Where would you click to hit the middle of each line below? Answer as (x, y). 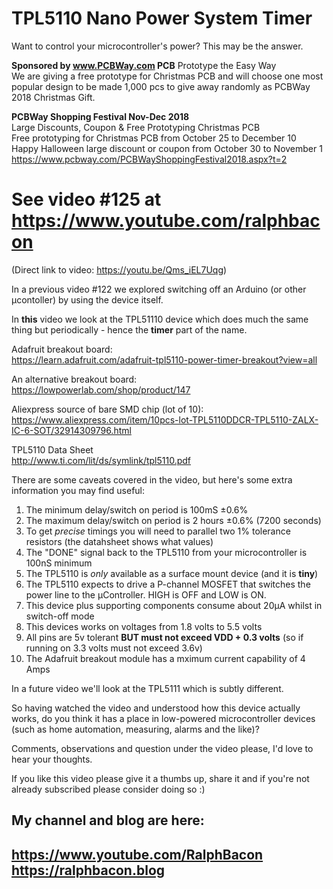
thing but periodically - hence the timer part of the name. (129, 329)
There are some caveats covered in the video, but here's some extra (152, 479)
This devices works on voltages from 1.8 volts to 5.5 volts (144, 626)
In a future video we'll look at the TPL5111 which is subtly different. (147, 688)
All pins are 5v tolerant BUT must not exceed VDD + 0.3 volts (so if (164, 637)
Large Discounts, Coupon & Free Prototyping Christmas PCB (136, 127)
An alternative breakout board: (74, 379)
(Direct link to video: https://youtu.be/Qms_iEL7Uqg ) (119, 269)
